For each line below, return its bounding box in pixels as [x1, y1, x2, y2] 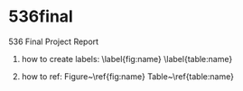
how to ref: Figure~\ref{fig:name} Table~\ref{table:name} [21, 70, 234, 82]
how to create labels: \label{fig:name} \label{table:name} [21, 53, 233, 64]
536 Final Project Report [8, 36, 99, 47]
